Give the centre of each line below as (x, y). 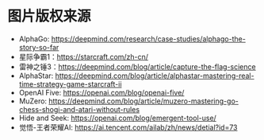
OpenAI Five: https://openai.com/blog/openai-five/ (101, 92)
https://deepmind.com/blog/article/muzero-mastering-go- (143, 101)
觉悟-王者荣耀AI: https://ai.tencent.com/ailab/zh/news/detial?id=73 (128, 127)
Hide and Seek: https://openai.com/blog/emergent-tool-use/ (118, 118)
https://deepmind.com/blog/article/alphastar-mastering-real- (155, 76)
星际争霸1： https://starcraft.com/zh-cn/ (83, 56)
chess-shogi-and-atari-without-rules (79, 109)
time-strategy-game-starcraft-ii (70, 84)
